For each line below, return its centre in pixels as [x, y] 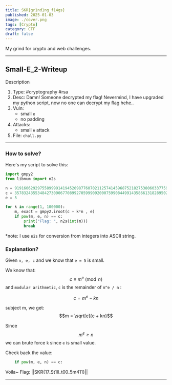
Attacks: [21, 124]
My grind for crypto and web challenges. [48, 49]
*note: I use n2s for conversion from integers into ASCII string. [71, 236]
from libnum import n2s [31, 179]
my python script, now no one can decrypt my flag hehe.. [73, 103]
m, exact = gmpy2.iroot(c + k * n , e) [55, 212]
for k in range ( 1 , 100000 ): [35, 207]
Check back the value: [29, 353]
